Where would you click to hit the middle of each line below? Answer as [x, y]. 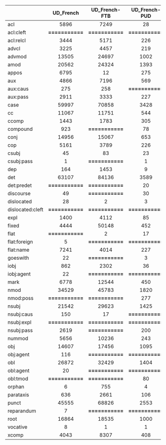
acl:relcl [17, 40]
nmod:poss [21, 298]
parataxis [19, 395]
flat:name [19, 250]
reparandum [22, 411]
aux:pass [18, 97]
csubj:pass [20, 161]
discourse [19, 194]
